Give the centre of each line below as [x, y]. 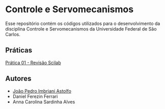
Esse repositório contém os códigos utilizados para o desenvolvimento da [83, 23]
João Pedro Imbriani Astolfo [42, 91]
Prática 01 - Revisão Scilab [33, 63]
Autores [18, 79]
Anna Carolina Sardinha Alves [44, 102]
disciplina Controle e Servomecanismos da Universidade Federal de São [81, 29]
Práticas [19, 50]
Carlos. [13, 34]
